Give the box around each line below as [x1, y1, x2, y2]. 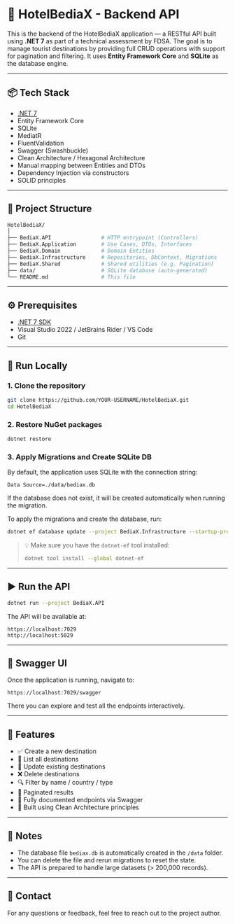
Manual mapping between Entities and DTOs [17, 161, 145, 169]
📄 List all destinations [17, 755, 79, 764]
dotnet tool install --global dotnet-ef [24, 555, 144, 562]
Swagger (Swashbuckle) [17, 146, 89, 155]
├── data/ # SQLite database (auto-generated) [7, 267, 208, 274]
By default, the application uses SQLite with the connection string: [7, 468, 198, 477]
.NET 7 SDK [17, 318, 52, 326]
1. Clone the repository [7, 381, 86, 391]
